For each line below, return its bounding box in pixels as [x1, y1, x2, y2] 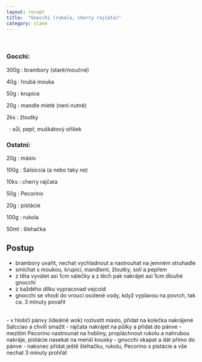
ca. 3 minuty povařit [15, 298, 66, 305]
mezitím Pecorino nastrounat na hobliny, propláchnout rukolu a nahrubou [6, 329, 190, 336]
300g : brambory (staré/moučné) [6, 66, 90, 73]
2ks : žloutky [6, 114, 38, 121]
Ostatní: [6, 140, 31, 149]
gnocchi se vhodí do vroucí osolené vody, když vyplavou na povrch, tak [15, 291, 196, 299]
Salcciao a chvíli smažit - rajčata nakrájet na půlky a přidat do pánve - [6, 323, 182, 330]
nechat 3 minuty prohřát [6, 349, 67, 356]
